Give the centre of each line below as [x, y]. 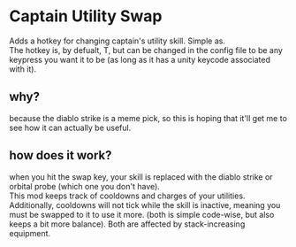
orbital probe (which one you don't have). [85, 186]
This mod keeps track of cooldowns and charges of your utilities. [127, 196]
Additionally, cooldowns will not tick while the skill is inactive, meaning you [145, 205]
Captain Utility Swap [86, 16]
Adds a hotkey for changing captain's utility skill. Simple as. [117, 41]
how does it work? [61, 155]
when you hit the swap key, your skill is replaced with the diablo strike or [141, 177]
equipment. [30, 233]
